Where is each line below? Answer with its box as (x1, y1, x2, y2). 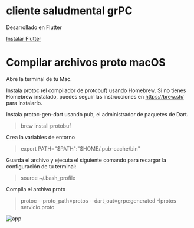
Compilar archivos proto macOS (6, 56, 166, 69)
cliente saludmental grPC (6, 4, 133, 18)
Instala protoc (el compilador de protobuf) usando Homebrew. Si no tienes (6, 87, 186, 94)
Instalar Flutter (6, 35, 41, 42)
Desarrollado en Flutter (6, 24, 62, 31)
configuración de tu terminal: (6, 162, 77, 170)
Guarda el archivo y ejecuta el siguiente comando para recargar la (6, 157, 167, 164)
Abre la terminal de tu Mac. (6, 75, 72, 82)
